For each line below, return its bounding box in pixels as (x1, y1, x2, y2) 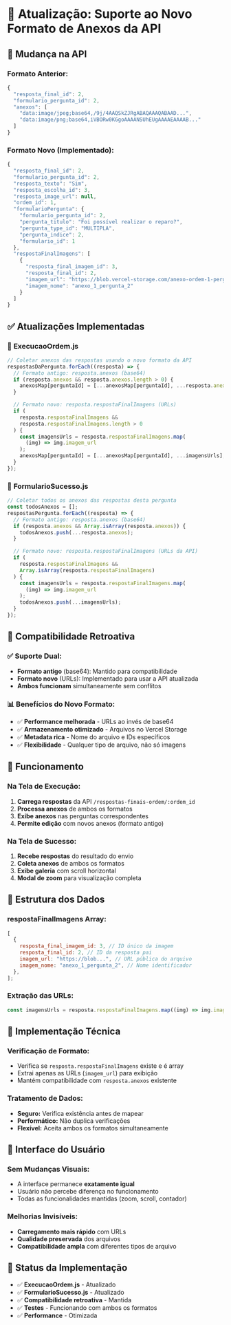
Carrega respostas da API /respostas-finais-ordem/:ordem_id (16, 797, 195, 805)
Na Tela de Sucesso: (7, 836, 77, 846)
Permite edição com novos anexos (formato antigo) (16, 819, 164, 827)
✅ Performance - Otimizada (16, 1311, 98, 1319)
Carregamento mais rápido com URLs (16, 1227, 126, 1236)
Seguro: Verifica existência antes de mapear (16, 1109, 144, 1117)
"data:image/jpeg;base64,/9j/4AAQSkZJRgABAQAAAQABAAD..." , (19, 110, 192, 117)
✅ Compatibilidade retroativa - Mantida (16, 1295, 132, 1304)
